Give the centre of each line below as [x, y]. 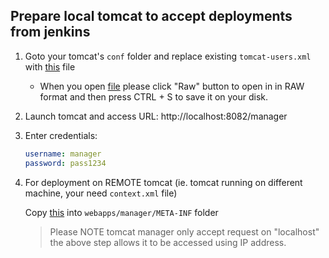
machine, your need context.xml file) [101, 193]
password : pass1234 [65, 163]
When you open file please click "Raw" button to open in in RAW [172, 86]
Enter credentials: [61, 135]
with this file [50, 66]
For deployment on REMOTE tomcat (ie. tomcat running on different [163, 182]
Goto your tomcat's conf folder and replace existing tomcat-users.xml [168, 56]
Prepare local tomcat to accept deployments [151, 16]
